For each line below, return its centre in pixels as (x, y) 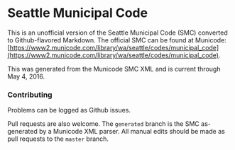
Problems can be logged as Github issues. (69, 110)
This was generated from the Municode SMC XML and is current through (114, 69)
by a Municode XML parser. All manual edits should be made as (132, 132)
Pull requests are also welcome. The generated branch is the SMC (104, 124)
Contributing (30, 95)
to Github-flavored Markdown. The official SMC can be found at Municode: (117, 40)
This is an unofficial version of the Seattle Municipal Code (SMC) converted (118, 33)
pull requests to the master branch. (58, 139)
